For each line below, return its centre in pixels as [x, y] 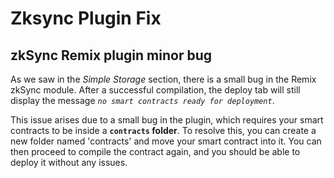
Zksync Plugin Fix [86, 18]
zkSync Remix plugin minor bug [111, 55]
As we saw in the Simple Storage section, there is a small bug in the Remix [163, 79]
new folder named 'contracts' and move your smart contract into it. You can [166, 141]
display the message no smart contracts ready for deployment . [142, 100]
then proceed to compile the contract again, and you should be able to [155, 151]
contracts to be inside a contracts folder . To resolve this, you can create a [163, 130]
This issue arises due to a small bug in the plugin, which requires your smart [167, 120]
